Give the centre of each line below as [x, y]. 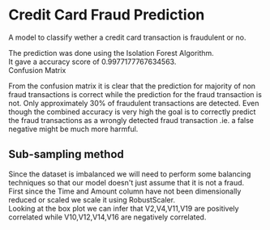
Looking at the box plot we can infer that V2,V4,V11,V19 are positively [124, 208]
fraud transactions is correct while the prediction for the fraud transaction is [135, 94]
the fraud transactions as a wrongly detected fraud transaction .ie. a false [131, 120]
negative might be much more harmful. [73, 129]
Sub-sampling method [66, 154]
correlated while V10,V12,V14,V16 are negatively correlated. [107, 217]
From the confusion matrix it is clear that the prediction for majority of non [132, 86]
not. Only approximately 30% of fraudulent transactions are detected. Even [134, 103]
